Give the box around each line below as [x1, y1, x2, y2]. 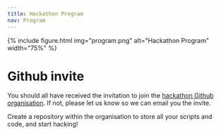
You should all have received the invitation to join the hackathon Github [7, 91, 214, 100]
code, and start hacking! [7, 120, 78, 129]
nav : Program [7, 17, 46, 24]
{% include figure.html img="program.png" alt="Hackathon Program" [7, 36, 210, 44]
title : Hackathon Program [7, 10, 83, 18]
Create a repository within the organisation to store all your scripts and [7, 112, 213, 121]
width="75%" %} [7, 44, 58, 52]
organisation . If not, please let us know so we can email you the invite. [7, 99, 212, 108]
